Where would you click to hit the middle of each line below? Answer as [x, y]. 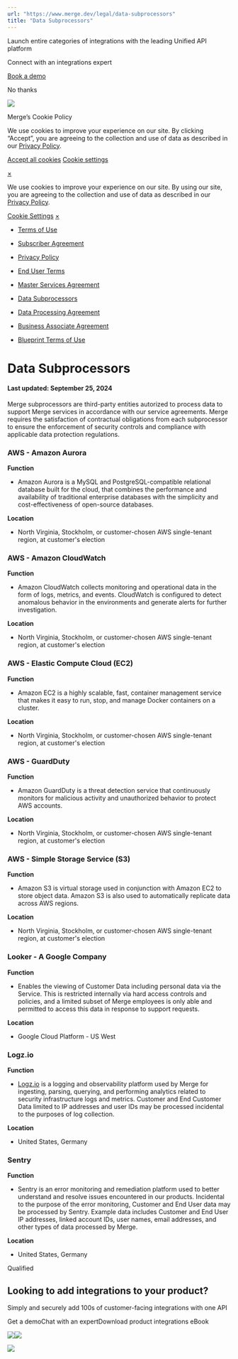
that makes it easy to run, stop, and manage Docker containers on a [117, 700]
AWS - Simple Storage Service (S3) [69, 859]
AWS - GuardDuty [39, 761]
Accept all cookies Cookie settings [58, 159]
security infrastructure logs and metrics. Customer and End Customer [119, 1099]
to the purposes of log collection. [66, 1114]
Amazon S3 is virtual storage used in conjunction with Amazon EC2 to [119, 888]
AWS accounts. [40, 806]
